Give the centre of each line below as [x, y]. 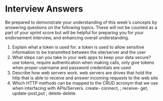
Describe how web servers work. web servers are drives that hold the [82, 72]
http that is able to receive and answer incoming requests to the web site [85, 78]
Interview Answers [44, 9]
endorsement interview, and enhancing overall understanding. [67, 38]
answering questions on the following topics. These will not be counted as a [81, 27]
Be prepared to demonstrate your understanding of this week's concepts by [81, 22]
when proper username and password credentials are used [71, 67]
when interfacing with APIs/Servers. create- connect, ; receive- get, [80, 88]
